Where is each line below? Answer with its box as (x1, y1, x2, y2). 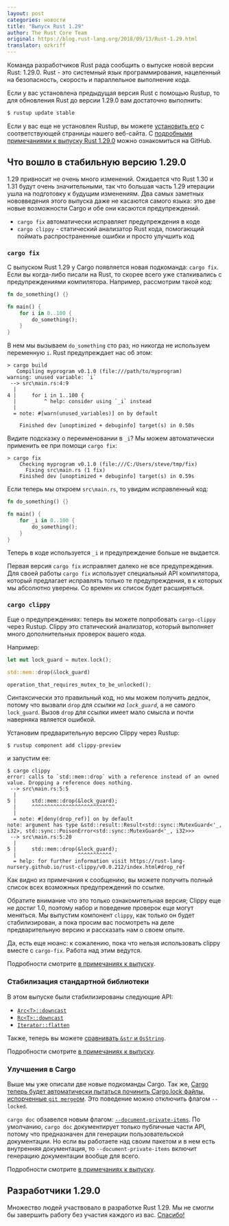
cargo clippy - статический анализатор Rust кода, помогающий (16, 224, 204, 233)
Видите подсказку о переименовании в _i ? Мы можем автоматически (7, 434, 215, 442)
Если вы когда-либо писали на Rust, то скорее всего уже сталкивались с (7, 270, 222, 279)
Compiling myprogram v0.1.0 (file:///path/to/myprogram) (16, 368, 183, 375)
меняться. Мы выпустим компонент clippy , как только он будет (7, 911, 195, 919)
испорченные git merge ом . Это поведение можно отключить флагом (7, 1095, 210, 1103)
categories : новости (7, 17, 67, 23)
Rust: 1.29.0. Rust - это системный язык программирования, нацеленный (7, 68, 221, 76)
